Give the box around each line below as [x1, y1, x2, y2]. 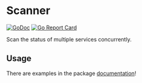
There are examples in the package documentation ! [6, 70, 136, 77]
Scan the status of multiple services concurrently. [6, 35, 132, 43]
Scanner [6, 4, 51, 18]
